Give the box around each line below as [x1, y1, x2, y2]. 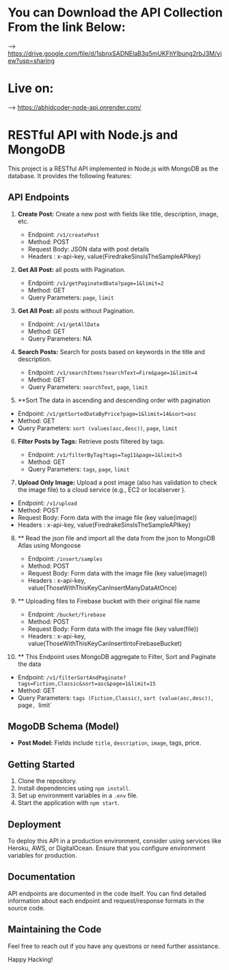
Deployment [8, 819, 62, 830]
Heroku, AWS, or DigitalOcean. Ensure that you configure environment [8, 844, 206, 852]
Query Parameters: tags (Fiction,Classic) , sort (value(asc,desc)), [17, 693, 214, 701]
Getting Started [8, 758, 75, 770]
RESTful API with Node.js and [8, 127, 178, 143]
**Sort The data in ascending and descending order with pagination [17, 396, 211, 404]
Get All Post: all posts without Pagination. [17, 306, 135, 314]
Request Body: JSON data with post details [27, 245, 150, 253]
